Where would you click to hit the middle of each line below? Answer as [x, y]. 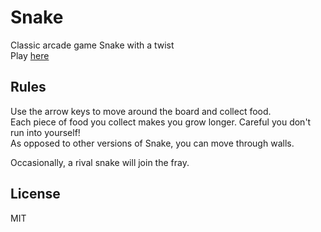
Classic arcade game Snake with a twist [92, 45]
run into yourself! [45, 132]
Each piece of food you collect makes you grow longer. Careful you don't [161, 122]
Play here [30, 55]
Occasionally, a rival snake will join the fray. [100, 162]
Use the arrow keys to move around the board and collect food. [141, 111]
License [35, 194]
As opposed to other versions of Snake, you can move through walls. [152, 143]
